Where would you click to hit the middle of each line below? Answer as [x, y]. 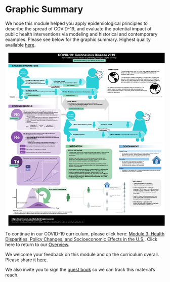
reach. [12, 275]
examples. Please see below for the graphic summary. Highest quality [78, 39]
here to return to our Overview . [37, 245]
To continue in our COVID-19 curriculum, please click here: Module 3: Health [85, 233]
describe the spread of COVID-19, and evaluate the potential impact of [78, 28]
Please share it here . [27, 260]
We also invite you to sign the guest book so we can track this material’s [80, 269]
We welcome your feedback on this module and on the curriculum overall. [82, 254]
